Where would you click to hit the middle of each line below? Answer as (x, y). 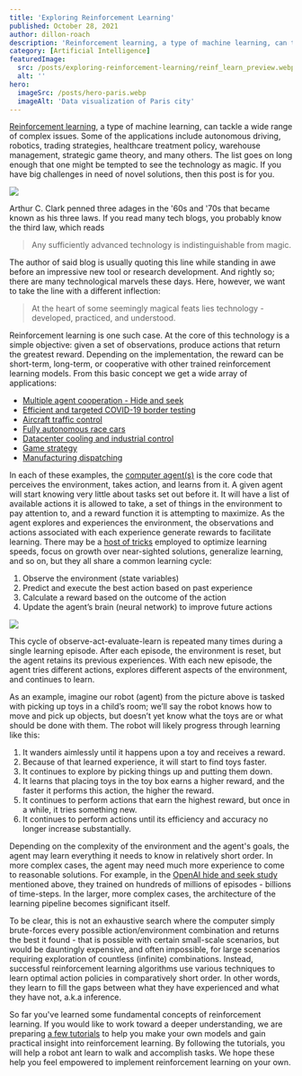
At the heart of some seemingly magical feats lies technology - (147, 309)
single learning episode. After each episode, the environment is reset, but (145, 651)
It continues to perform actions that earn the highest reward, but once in (156, 800)
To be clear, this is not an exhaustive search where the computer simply (142, 921)
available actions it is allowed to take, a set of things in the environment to (146, 504)
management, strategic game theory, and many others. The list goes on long (151, 155)
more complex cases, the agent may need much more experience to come (147, 865)
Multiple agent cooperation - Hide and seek (103, 401)
